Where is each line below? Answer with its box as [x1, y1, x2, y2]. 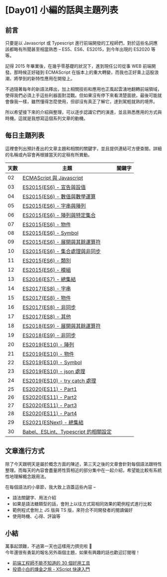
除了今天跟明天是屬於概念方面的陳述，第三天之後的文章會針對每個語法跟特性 [5, 461, 162, 467]
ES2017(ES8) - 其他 [22, 313, 71, 320]
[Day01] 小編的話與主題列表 [5, 4, 118, 16]
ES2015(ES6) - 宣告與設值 [22, 184, 86, 191]
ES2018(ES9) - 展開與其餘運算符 [22, 322, 101, 329]
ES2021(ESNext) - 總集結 [22, 419, 84, 426]
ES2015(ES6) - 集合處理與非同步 [22, 247, 101, 254]
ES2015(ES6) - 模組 [22, 266, 71, 273]
